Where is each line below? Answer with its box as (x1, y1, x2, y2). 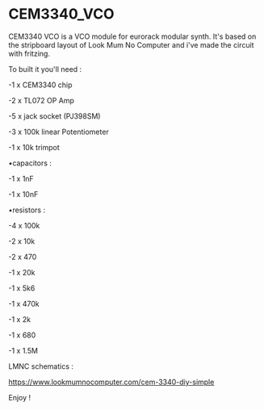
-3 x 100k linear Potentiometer (8, 127, 109, 136)
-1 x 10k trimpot (8, 142, 60, 152)
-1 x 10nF (8, 189, 39, 199)
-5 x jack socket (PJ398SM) (8, 111, 101, 121)
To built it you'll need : (8, 64, 82, 73)
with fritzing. (8, 48, 51, 58)
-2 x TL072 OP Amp (8, 95, 75, 105)
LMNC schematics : (8, 361, 74, 371)
